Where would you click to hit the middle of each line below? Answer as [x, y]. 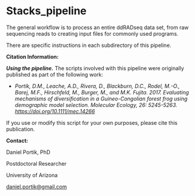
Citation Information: [33, 56]
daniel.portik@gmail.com [36, 186]
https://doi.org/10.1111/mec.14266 [55, 111]
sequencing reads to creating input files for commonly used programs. [92, 33]
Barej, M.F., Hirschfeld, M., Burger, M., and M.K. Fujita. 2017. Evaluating [102, 92]
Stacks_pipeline [47, 11]
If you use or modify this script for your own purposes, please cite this [92, 122]
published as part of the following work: [55, 74]
